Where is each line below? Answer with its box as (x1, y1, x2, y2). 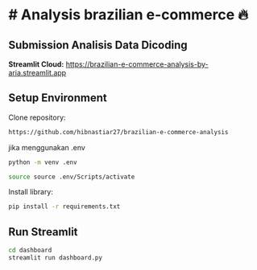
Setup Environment (8, 91, 107, 105)
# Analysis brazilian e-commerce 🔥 (8, 6, 249, 24)
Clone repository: (8, 112, 66, 122)
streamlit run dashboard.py (8, 254, 103, 262)
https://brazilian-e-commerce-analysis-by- (65, 59, 209, 69)
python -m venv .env (8, 158, 78, 166)
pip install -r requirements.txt (8, 202, 121, 211)
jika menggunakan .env (8, 142, 86, 152)
